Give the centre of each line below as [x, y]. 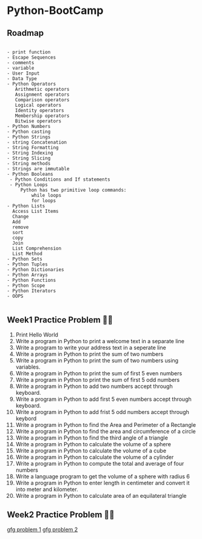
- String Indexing [30, 153]
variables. [28, 367]
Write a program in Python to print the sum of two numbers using [97, 360]
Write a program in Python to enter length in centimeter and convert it [103, 483]
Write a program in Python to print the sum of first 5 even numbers [99, 373]
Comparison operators [42, 100]
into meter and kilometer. [47, 489]
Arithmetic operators [42, 89]
